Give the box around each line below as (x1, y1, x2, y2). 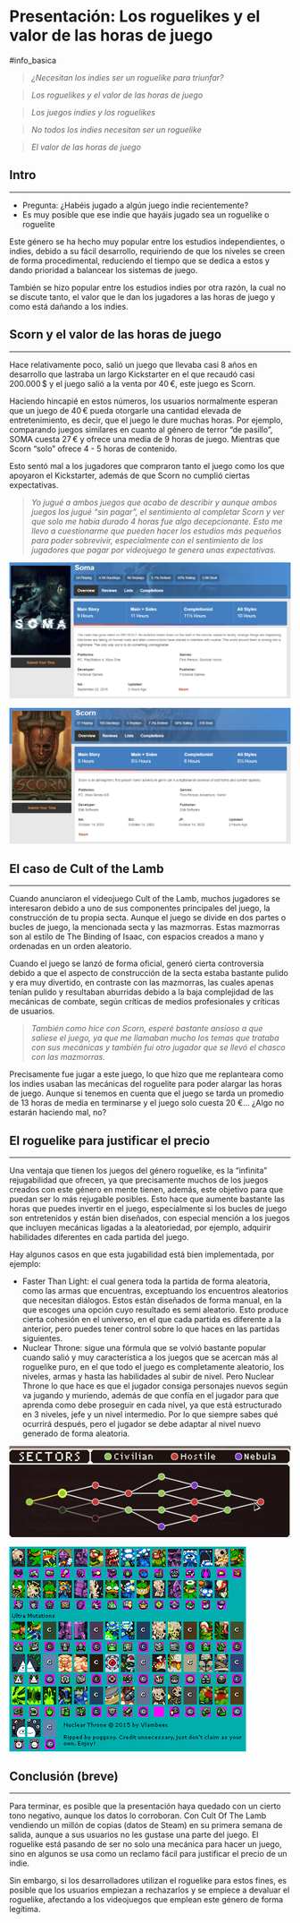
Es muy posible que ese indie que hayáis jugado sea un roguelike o (21, 209, 270, 220)
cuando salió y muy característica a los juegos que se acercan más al (21, 1352, 279, 1363)
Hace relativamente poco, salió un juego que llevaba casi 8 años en (9, 359, 258, 370)
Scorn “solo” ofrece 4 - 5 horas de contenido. (9, 443, 178, 454)
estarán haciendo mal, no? (9, 1107, 107, 1118)
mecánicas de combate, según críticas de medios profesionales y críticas (9, 996, 280, 1007)
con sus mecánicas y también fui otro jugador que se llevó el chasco (30, 1042, 286, 1053)
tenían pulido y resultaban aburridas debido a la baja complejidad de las (9, 987, 274, 997)
